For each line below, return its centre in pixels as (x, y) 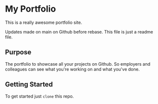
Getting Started (29, 84)
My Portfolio (30, 9)
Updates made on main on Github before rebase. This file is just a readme (79, 32)
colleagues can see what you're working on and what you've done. (72, 69)
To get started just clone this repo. (39, 96)
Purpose (18, 52)
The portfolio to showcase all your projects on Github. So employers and (78, 64)
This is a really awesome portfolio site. (44, 22)
